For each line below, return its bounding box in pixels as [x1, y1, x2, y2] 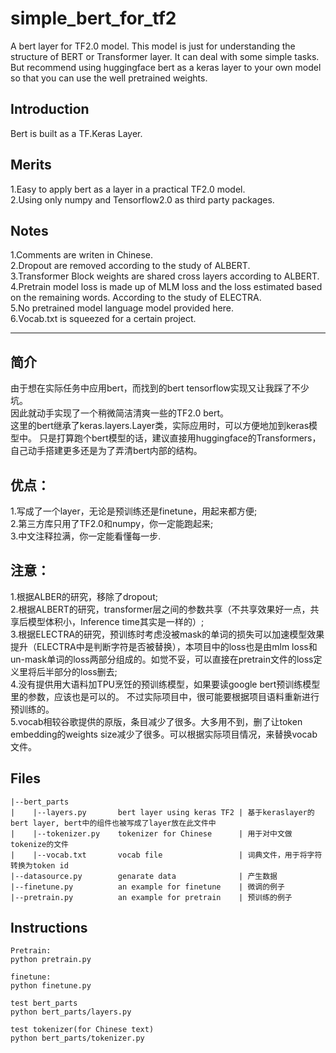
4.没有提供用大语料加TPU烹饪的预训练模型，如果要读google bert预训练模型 [10, 678, 321, 690]
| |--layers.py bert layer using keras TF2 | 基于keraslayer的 [10, 807, 315, 817]
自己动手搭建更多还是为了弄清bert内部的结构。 [10, 445, 203, 457]
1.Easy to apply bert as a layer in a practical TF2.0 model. [10, 183, 246, 195]
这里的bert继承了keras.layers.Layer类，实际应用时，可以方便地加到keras [10, 420, 310, 432]
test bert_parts [10, 998, 78, 1009]
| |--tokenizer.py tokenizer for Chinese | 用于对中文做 [10, 828, 293, 839]
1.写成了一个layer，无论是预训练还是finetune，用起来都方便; [10, 505, 258, 517]
